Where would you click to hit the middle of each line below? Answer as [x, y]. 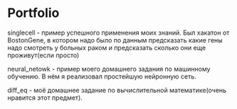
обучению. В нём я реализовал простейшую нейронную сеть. [102, 76]
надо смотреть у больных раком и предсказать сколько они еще [107, 47]
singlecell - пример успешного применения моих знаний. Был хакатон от [118, 33]
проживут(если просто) [43, 55]
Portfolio [33, 13]
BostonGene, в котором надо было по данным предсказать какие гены [115, 40]
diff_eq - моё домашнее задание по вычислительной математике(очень [117, 90]
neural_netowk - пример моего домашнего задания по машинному [109, 69]
